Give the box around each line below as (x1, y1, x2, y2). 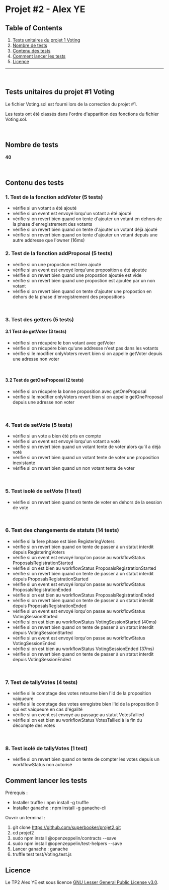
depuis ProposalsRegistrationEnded (12, 603, 87, 609)
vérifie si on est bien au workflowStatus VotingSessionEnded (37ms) (12, 646, 154, 652)
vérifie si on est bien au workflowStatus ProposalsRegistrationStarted (12, 565, 156, 571)
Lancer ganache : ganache (12, 846, 68, 852)
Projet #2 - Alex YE (5, 4, 86, 15)
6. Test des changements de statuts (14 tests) (5, 527, 119, 534)
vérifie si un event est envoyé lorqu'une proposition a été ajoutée (12, 267, 147, 273)
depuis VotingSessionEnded (12, 656, 71, 662)
